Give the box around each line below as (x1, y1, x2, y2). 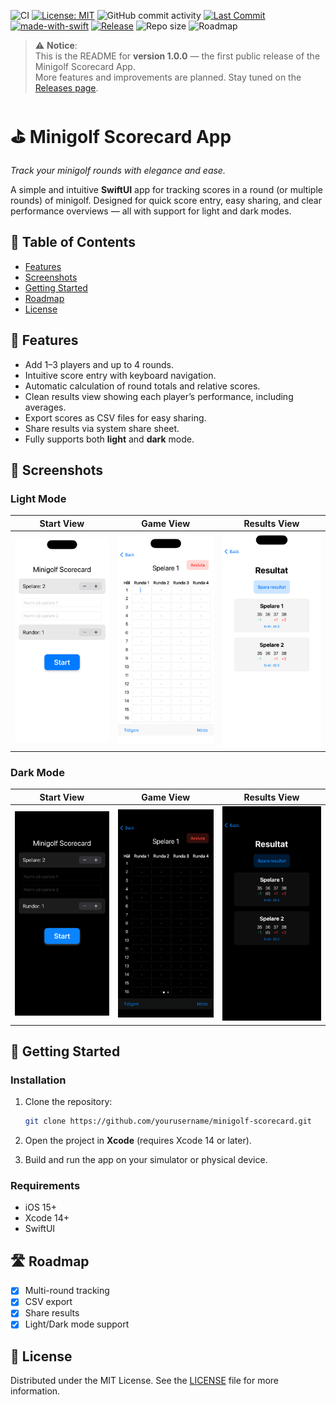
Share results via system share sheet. (24, 422, 180, 434)
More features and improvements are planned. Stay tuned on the (34, 71, 302, 83)
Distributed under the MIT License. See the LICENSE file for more (10, 1375, 280, 1387)
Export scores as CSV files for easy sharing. (24, 411, 207, 424)
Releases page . (34, 82, 99, 94)
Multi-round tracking (24, 1285, 110, 1297)
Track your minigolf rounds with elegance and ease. (10, 164, 226, 176)
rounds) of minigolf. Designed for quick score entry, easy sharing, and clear (10, 194, 322, 206)
